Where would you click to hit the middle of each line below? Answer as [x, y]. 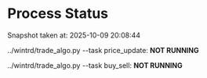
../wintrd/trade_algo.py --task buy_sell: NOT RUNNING [95, 65]
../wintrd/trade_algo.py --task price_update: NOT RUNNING [103, 50]
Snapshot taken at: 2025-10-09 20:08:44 [74, 35]
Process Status [58, 14]
